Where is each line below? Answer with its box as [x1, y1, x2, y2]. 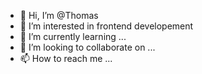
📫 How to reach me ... [19, 53, 113, 64]
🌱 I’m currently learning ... [19, 31, 127, 42]
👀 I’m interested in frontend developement [19, 20, 194, 32]
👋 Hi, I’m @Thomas [19, 10, 99, 21]
